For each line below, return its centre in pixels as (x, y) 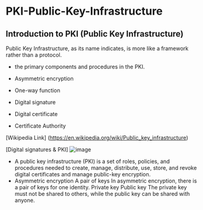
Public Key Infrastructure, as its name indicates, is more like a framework (97, 48)
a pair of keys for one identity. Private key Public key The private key (101, 187)
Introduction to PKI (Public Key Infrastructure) (95, 34)
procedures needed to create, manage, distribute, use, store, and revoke (106, 168)
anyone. (25, 200)
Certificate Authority (40, 126)
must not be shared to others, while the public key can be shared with (102, 194)
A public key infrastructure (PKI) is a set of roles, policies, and (92, 161)
